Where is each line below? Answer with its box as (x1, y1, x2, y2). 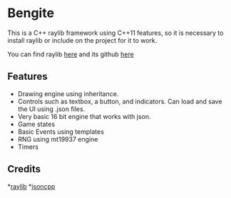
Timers (17, 142, 39, 151)
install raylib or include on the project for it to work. (7, 36, 158, 44)
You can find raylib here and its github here (7, 50, 134, 58)
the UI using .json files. (17, 105, 86, 113)
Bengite (7, 5, 55, 21)
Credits (7, 163, 41, 175)
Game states (17, 120, 56, 128)
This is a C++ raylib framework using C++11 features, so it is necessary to (7, 28, 224, 37)
